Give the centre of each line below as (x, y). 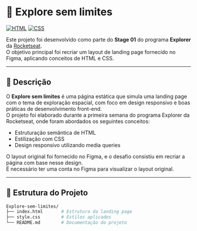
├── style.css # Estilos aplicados (59, 217)
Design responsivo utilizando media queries (67, 145)
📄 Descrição (29, 82)
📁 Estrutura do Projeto (47, 193)
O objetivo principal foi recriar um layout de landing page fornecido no (91, 52)
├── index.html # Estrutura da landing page (69, 212)
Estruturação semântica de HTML (55, 133)
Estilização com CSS (40, 139)
